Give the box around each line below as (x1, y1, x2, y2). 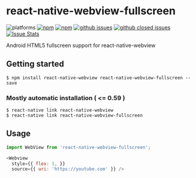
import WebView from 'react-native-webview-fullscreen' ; (6, 144, 151, 150)
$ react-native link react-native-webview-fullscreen (6, 113, 143, 118)
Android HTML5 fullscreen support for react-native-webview (6, 42, 156, 49)
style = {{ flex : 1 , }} (11, 161, 66, 167)
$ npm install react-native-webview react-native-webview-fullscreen (6, 74, 183, 81)
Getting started (6, 59, 65, 69)
